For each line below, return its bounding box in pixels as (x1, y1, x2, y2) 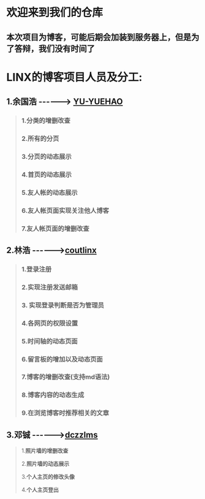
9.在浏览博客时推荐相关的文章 (21, 409, 110, 417)
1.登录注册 (21, 265, 52, 273)
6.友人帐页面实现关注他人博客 (21, 206, 110, 215)
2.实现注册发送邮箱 (21, 283, 78, 291)
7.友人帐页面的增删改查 (21, 224, 90, 233)
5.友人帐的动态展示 (21, 188, 78, 197)
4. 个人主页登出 (21, 486, 59, 493)
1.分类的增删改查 (21, 116, 70, 125)
